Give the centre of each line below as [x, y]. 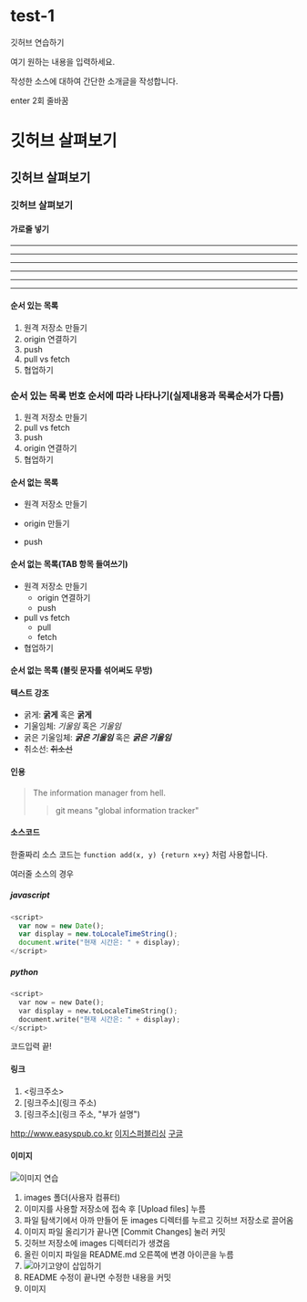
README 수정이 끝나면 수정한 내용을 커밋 [97, 1277]
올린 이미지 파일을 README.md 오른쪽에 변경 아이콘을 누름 [129, 1254]
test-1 [33, 16]
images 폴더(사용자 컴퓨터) [72, 1197]
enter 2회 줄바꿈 [40, 100]
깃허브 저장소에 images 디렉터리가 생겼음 [97, 1243]
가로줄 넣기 [30, 229]
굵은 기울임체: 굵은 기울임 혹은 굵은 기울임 [97, 738]
